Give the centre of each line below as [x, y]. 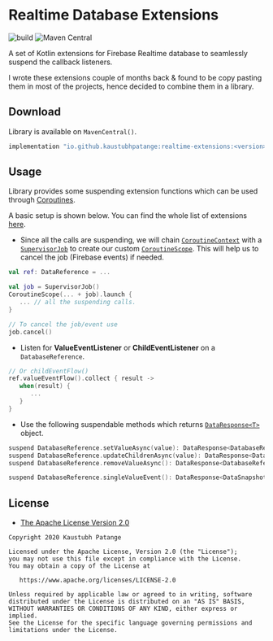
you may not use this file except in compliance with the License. [125, 559]
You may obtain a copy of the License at [80, 566]
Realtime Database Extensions [114, 15]
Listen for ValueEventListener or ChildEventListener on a [117, 347]
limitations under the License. [63, 630]
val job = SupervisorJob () [54, 287]
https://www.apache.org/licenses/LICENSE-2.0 [97, 580]
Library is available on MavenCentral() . [72, 131]
